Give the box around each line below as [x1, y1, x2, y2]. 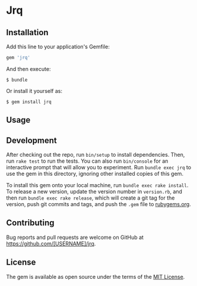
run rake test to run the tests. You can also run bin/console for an [6, 157, 169, 164]
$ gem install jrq [6, 99, 52, 105]
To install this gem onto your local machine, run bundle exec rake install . [6, 182, 189, 189]
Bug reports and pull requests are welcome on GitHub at [6, 234, 144, 241]
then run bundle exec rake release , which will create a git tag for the [6, 194, 175, 201]
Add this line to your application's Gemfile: [6, 43, 110, 50]
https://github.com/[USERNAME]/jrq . [6, 240, 96, 247]
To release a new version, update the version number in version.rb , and [6, 188, 183, 195]
